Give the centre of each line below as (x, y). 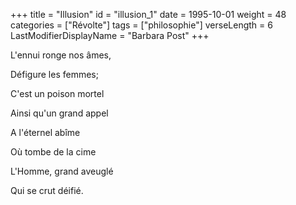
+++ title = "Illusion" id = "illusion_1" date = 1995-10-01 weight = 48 (148, 14)
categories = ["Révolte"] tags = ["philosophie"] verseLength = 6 (141, 25)
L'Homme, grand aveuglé (62, 171)
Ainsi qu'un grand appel (59, 113)
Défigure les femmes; (54, 74)
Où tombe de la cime (53, 152)
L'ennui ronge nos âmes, (61, 55)
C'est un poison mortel (57, 93)
